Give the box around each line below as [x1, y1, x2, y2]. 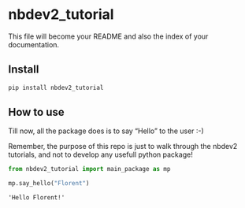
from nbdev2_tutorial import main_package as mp [8, 165, 171, 173]
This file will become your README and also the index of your [8, 32, 209, 41]
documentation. [8, 39, 60, 49]
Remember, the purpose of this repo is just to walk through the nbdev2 [8, 142, 238, 151]
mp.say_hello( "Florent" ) [8, 180, 90, 188]
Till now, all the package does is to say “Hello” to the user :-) [8, 126, 205, 136]
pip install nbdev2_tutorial [8, 84, 104, 91]
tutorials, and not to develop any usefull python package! [8, 150, 193, 159]
